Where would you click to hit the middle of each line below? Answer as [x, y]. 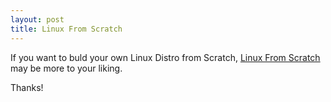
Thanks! [27, 87]
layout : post [37, 19]
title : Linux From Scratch [66, 29]
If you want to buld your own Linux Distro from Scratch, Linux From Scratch [165, 57]
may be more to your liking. [66, 68]
